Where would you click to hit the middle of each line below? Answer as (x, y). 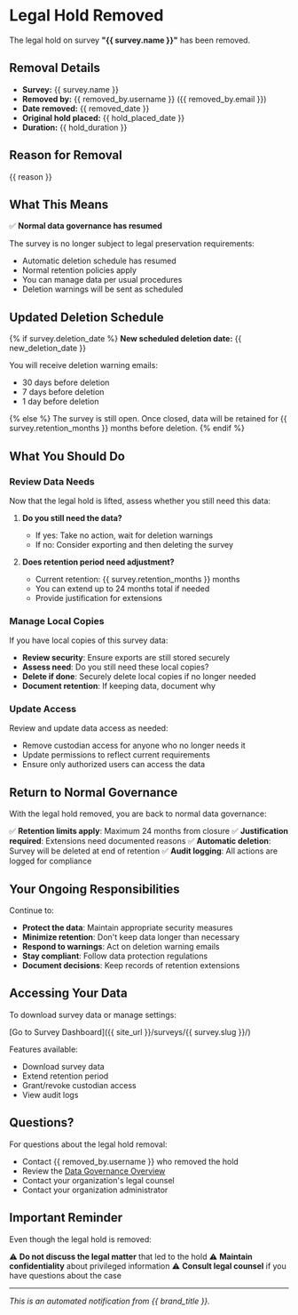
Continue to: (32, 910)
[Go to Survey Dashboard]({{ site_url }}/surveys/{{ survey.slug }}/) (130, 1031)
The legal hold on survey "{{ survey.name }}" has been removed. (130, 40)
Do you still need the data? (72, 517)
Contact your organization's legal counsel (98, 1180)
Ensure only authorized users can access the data (114, 765)
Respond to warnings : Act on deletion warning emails (121, 947)
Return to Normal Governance (94, 792)
